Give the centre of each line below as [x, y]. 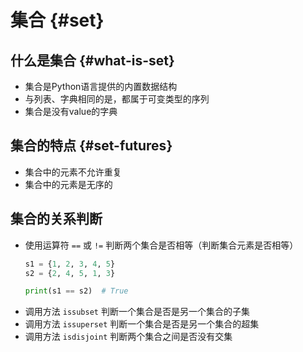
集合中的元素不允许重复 [73, 172]
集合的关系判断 [56, 219]
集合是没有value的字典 [71, 111]
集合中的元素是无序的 [68, 184]
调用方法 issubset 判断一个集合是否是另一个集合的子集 [137, 312]
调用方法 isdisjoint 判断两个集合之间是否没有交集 [128, 337]
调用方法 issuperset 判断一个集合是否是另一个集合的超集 [142, 324]
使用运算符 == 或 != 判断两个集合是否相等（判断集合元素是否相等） [161, 245]
